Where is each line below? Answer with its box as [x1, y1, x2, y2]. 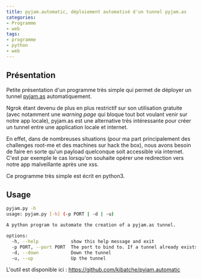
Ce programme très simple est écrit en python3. [6, 172, 125, 179]
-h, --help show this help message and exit [11, 238, 155, 244]
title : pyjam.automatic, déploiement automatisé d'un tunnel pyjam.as [6, 8, 187, 15]
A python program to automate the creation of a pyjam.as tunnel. [6, 222, 176, 228]
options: [6, 233, 28, 239]
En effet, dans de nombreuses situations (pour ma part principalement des [6, 135, 191, 142]
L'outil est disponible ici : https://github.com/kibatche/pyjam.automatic [6, 266, 180, 274]
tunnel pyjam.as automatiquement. [6, 93, 92, 100]
